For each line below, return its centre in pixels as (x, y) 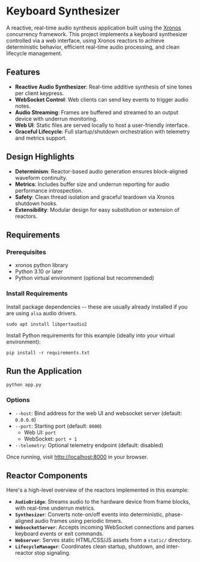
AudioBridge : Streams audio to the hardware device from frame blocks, (103, 502)
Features (23, 73)
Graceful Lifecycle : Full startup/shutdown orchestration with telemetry (102, 131)
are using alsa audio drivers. (41, 313)
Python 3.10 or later (39, 271)
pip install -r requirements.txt (48, 353)
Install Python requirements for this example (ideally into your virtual (91, 335)
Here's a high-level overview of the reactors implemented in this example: (98, 490)
